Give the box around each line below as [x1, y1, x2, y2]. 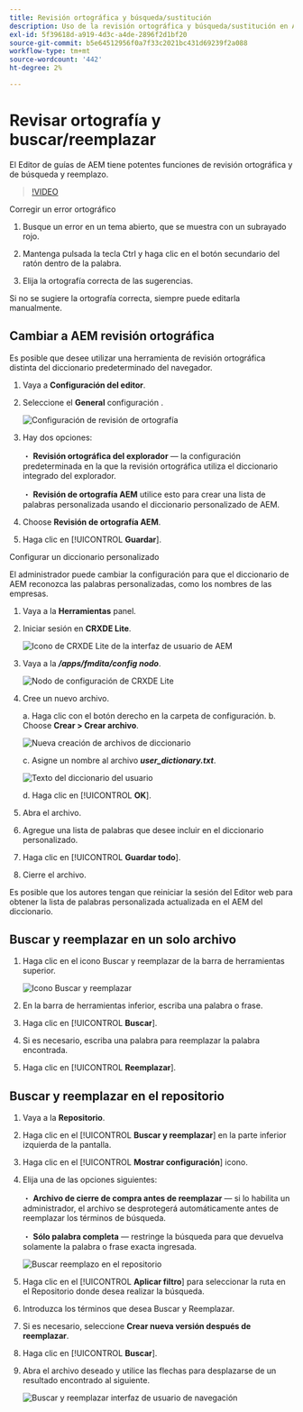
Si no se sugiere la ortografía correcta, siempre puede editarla [9, 292, 241, 303]
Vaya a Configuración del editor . [22, 380, 146, 390]
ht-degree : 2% [9, 64, 63, 73]
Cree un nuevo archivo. [22, 692, 110, 703]
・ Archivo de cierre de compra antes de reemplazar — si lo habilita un [22, 1193, 290, 1204]
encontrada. [22, 1045, 69, 1056]
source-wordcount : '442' [9, 55, 103, 64]
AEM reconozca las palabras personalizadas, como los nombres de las [9, 578, 272, 589]
